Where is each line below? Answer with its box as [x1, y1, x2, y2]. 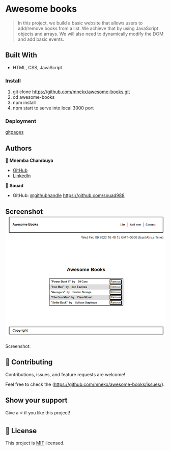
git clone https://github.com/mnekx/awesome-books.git [12, 89, 130, 95]
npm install [12, 100, 36, 106]
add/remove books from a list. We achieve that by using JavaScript [17, 25, 159, 31]
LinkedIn [12, 173, 31, 179]
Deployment [5, 118, 37, 125]
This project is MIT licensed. [5, 440, 65, 446]
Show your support [5, 396, 68, 405]
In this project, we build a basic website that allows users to [17, 20, 143, 26]
